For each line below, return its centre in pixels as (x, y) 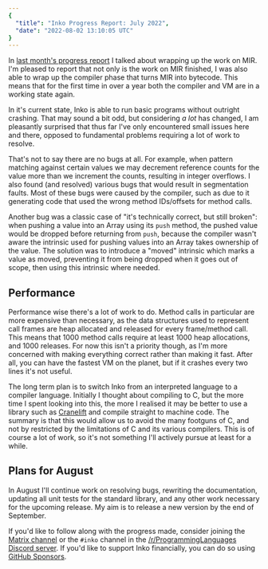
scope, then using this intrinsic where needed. (85, 268)
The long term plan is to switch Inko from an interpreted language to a (123, 387)
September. (27, 516)
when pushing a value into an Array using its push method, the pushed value (133, 226)
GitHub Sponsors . (37, 556)
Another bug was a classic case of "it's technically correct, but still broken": (133, 217)
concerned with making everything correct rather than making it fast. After (130, 355)
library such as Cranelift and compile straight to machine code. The (119, 412)
